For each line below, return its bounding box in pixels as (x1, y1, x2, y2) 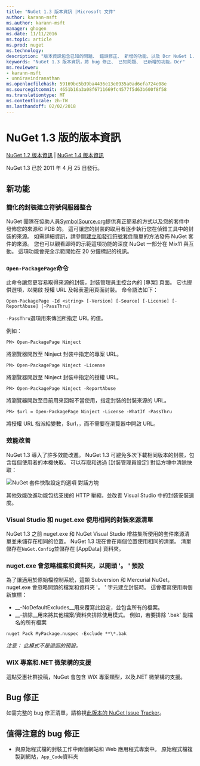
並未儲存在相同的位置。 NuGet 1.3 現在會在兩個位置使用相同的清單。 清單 (11, 538, 192, 545)
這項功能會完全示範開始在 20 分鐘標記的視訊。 (17, 248, 133, 255)
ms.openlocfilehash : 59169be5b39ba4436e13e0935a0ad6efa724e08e (6, 81, 167, 87)
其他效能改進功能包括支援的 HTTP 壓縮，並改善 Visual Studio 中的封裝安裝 (6, 492, 189, 499)
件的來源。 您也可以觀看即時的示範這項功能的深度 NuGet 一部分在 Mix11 (6, 240, 182, 248)
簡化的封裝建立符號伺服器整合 (6, 203, 93, 211)
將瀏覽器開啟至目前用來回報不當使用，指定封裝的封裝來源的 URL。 (6, 397, 170, 404)
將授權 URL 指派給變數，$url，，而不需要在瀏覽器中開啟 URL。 (6, 420, 159, 428)
